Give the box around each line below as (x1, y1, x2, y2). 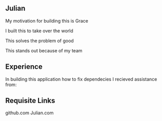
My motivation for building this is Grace (5, 17, 89, 24)
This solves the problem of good (5, 37, 74, 44)
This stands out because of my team (5, 47, 83, 53)
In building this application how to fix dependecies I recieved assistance (5, 76, 157, 82)
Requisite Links (5, 96, 55, 105)
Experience (5, 63, 43, 71)
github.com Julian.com (5, 110, 54, 116)
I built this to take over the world (5, 28, 73, 34)
